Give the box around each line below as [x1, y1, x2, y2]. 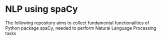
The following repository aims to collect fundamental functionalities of [5, 20, 149, 26]
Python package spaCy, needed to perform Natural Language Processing [5, 25, 156, 31]
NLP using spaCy [5, 3, 78, 15]
